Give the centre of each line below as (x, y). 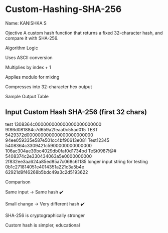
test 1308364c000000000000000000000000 (53, 124)
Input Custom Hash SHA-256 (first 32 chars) (76, 112)
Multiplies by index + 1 (28, 67)
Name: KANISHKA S (26, 23)
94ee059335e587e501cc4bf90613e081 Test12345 (57, 140)
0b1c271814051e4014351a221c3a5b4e (45, 167)
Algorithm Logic (22, 48)
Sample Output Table (27, 96)
